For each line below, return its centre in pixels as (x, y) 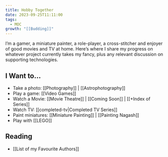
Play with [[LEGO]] (32, 120)
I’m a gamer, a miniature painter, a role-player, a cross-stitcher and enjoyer (84, 43)
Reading (19, 136)
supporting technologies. (32, 60)
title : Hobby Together (29, 10)
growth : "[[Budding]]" (29, 29)
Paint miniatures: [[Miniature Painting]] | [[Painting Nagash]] (76, 115)
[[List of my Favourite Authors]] (46, 149)
